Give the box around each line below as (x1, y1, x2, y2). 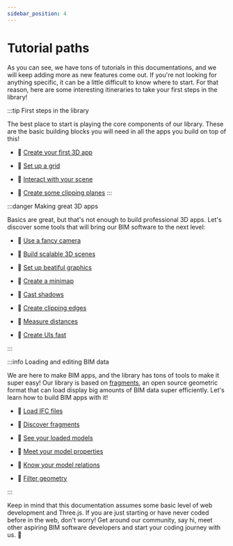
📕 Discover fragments (17, 420, 80, 428)
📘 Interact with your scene (17, 175, 93, 183)
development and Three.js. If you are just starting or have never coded (7, 508, 209, 517)
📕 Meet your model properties (17, 447, 104, 456)
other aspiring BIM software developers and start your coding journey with (7, 523, 221, 531)
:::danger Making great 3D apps (7, 202, 99, 210)
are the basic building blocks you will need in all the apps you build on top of (7, 127, 227, 136)
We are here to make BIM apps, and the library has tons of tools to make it (7, 371, 220, 379)
